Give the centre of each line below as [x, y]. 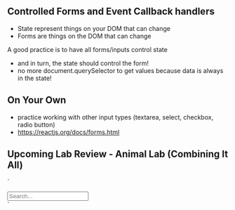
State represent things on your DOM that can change [94, 28]
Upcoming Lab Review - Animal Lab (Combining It [118, 154]
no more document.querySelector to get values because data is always [120, 70]
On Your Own [37, 100]
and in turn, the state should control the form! [83, 63]
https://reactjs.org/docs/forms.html [68, 132]
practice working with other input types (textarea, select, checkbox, [115, 117]
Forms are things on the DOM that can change [84, 36]
